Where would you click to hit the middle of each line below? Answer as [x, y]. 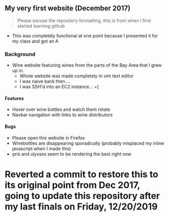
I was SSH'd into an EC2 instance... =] [59, 87]
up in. [18, 71]
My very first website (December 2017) [68, 8]
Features [14, 98]
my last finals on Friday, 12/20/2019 [81, 206]
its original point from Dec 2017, [72, 185]
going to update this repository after [82, 196]
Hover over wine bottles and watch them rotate [61, 110]
